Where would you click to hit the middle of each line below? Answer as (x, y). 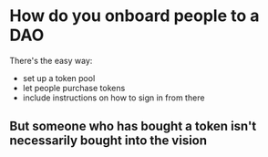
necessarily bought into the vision (108, 141)
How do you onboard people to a (134, 16)
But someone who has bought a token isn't (133, 126)
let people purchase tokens (74, 88)
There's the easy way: (51, 60)
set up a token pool (59, 78)
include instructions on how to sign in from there (113, 98)
